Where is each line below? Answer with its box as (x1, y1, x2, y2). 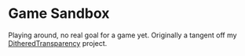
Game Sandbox (8, 5, 110, 23)
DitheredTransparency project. (8, 38, 108, 47)
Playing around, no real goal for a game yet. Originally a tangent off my (8, 30, 237, 40)
